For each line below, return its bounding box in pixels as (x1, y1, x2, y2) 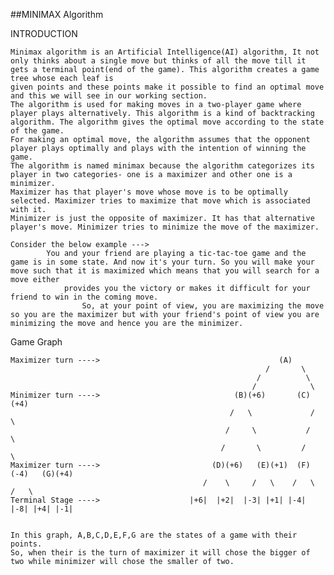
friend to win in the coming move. (10, 292, 159, 302)
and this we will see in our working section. (10, 91, 208, 101)
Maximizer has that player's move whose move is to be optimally (10, 187, 288, 197)
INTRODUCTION (10, 28, 78, 39)
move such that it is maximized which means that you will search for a (10, 266, 320, 276)
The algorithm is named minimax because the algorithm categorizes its (10, 161, 315, 171)
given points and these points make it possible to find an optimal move (10, 82, 325, 92)
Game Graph (10, 336, 63, 348)
